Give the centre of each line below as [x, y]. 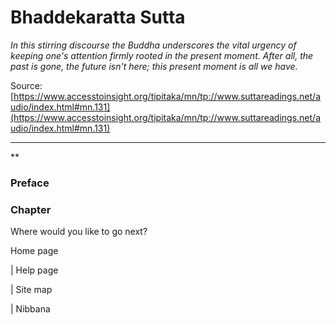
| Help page [34, 270]
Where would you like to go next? [79, 232]
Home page [34, 251]
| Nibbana [30, 309]
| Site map [31, 290]
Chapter [31, 209]
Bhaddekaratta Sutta [98, 17]
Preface [30, 183]
